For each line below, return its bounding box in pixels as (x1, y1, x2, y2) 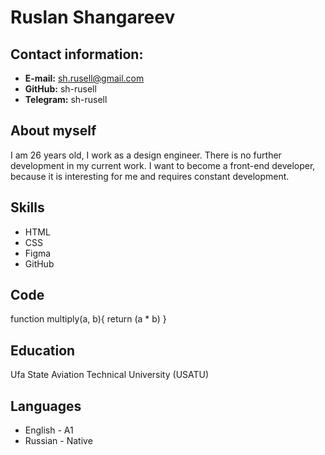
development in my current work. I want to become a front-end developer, (10, 159, 316, 171)
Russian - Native (24, 435, 93, 447)
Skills (10, 199, 45, 216)
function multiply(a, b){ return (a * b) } (10, 313, 167, 325)
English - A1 (24, 424, 74, 436)
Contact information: (10, 46, 144, 63)
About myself (10, 122, 97, 140)
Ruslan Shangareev (10, 6, 176, 29)
